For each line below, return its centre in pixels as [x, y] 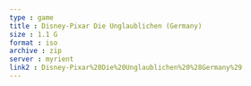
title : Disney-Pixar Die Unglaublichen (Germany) [106, 26]
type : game [31, 17]
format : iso [34, 43]
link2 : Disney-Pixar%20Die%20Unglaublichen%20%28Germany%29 [126, 68]
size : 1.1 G [34, 34]
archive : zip [36, 51]
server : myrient [42, 59]
